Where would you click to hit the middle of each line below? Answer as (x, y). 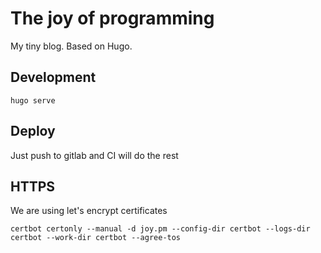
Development (53, 77)
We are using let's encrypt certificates (89, 211)
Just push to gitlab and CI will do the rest (94, 155)
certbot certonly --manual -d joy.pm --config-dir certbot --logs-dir (160, 229)
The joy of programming (112, 18)
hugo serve (33, 100)
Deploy (33, 131)
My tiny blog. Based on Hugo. (71, 46)
